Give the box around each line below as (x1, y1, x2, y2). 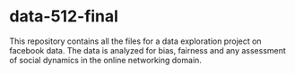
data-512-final (9, 6, 119, 27)
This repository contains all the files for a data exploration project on (9, 36, 262, 46)
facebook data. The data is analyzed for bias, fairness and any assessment (9, 45, 287, 55)
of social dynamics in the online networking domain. (9, 54, 202, 65)
